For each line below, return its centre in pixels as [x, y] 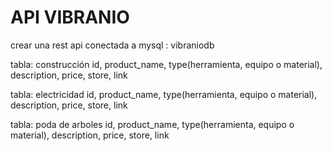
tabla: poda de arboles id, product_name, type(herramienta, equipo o [152, 124]
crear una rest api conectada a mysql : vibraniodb [112, 45]
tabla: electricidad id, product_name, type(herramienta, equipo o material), [164, 94]
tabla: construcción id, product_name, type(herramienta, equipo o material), [166, 64]
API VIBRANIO [70, 17]
